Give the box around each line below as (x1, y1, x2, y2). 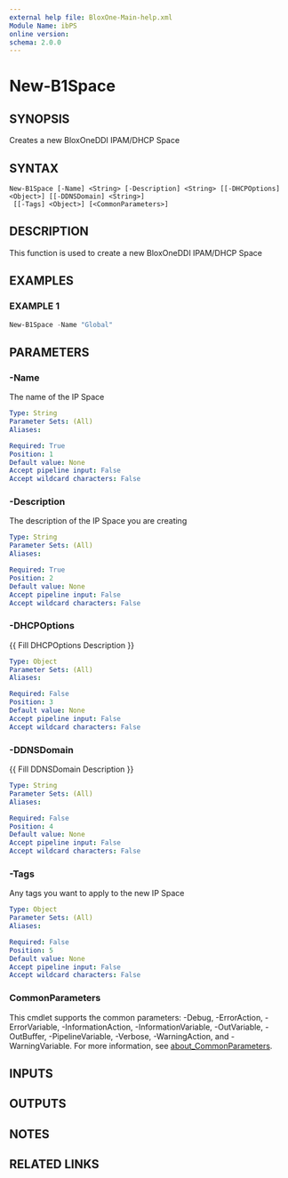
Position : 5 (9, 946, 53, 955)
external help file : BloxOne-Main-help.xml (9, 12, 173, 22)
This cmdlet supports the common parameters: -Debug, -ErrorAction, (9, 1012, 264, 1022)
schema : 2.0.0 (9, 37, 62, 47)
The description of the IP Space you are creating (9, 516, 188, 526)
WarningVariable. (9, 1040, 73, 1051)
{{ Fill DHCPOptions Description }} (9, 639, 135, 650)
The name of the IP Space (9, 392, 105, 403)
